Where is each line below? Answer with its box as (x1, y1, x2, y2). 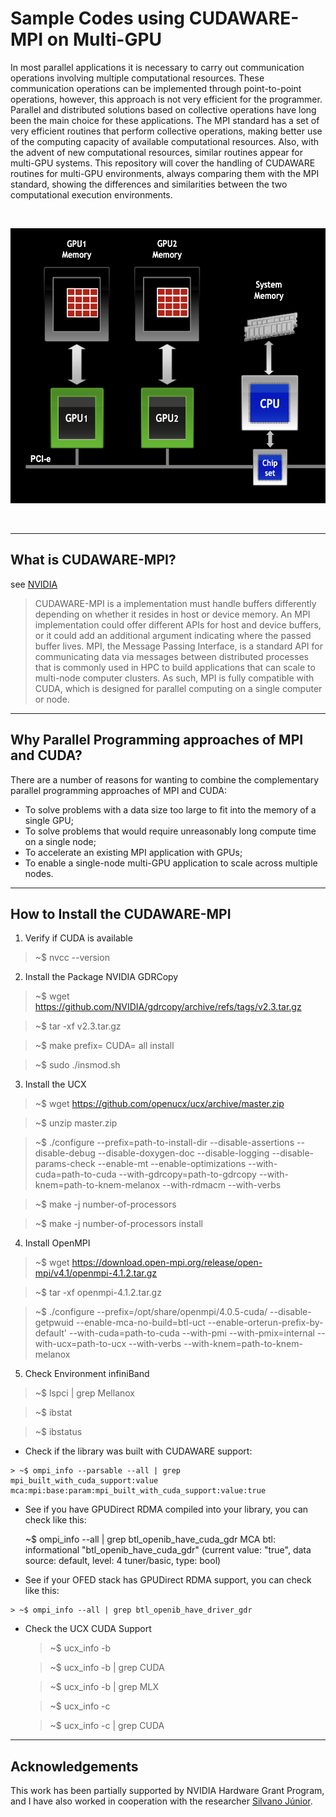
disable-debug (34, 1147, 96, 1159)
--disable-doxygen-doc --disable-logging (97, 1147, 270, 1159)
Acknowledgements (10, 1758, 139, 1775)
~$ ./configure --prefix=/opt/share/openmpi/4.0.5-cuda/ (34, 1306, 268, 1318)
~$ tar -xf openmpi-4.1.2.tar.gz (34, 1287, 162, 1299)
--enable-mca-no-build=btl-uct (76, 1317, 206, 1329)
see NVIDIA (10, 578, 58, 590)
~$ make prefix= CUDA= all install (34, 1040, 175, 1052)
